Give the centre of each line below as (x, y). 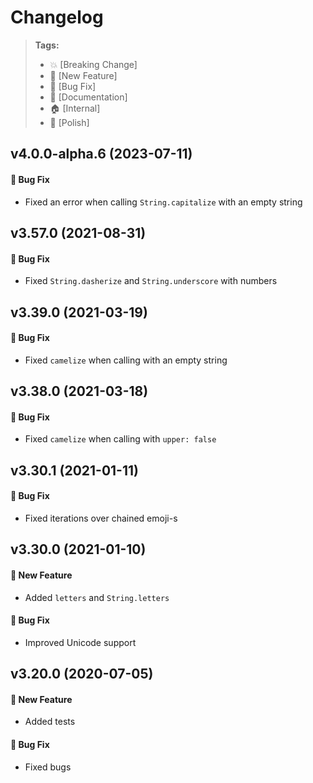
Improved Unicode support (80, 642)
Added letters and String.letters (97, 597)
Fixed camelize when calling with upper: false (120, 439)
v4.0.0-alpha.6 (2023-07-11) (101, 154)
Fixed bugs (48, 767)
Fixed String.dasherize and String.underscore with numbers (151, 281)
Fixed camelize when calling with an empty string (126, 360)
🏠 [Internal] (75, 108)
